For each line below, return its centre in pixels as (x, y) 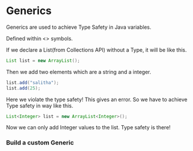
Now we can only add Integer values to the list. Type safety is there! (88, 127)
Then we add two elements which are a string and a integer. (79, 72)
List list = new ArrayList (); (43, 61)
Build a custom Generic (40, 143)
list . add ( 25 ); (24, 88)
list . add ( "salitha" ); (33, 83)
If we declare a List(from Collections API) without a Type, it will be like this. (96, 50)
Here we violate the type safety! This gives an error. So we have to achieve (97, 99)
